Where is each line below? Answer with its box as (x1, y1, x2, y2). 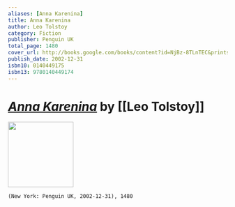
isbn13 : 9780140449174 (8, 68, 74, 75)
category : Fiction (8, 29, 61, 37)
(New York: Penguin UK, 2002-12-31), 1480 (8, 193, 133, 200)
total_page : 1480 (8, 43, 59, 49)
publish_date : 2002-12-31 (8, 56, 83, 63)
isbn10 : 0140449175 (8, 62, 65, 69)
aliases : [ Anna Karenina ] (8, 10, 83, 17)
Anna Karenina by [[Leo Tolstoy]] (8, 98, 205, 114)
